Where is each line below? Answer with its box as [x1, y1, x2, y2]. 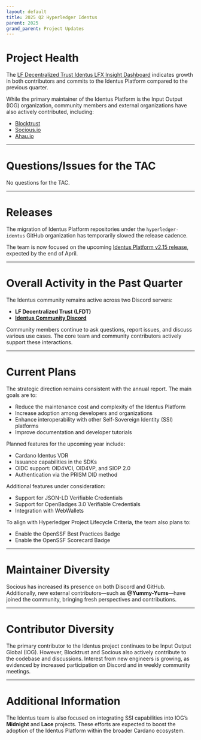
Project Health [6, 52, 79, 65]
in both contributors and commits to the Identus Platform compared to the [6, 77, 188, 85]
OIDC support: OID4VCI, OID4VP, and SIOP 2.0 [14, 464, 131, 471]
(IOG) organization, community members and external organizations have [6, 102, 187, 109]
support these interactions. [6, 339, 73, 345]
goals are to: [6, 391, 37, 399]
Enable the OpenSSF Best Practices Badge [14, 530, 121, 537]
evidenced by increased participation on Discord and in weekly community [6, 661, 191, 669]
